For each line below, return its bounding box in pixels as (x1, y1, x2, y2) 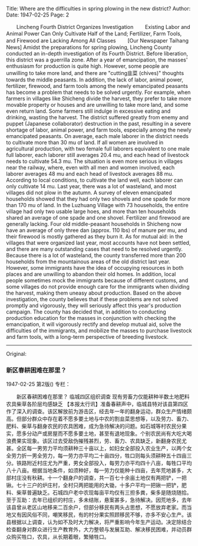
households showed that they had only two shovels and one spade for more (6, 195, 190, 202)
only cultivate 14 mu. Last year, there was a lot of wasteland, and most (6, 183, 177, 189)
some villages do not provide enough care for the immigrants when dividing (6, 283, 190, 290)
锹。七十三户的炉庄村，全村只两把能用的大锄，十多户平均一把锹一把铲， (6, 482, 181, 489)
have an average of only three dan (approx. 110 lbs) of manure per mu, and (6, 227, 187, 234)
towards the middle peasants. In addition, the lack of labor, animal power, (6, 76, 184, 83)
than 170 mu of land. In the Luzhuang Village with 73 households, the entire (6, 202, 189, 208)
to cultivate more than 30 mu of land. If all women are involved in (6, 139, 164, 146)
